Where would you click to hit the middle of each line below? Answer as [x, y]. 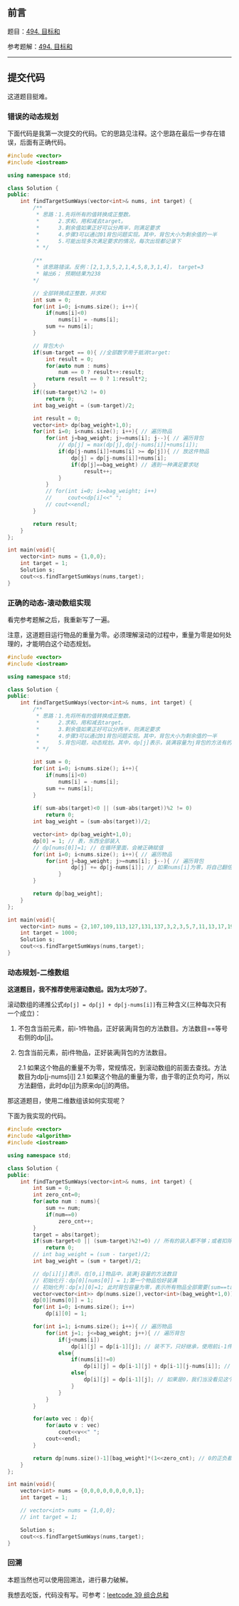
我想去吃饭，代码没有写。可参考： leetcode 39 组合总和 [88, 1595]
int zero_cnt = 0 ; [57, 1195]
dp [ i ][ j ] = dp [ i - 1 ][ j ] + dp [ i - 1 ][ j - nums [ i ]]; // [157, 1367]
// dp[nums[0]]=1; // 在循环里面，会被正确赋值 [98, 848]
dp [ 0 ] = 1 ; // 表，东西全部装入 [76, 841]
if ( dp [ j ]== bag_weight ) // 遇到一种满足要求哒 [135, 465]
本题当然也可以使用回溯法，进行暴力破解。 [70, 1580]
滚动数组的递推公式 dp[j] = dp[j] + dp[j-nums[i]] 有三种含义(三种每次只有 [117, 1005]
